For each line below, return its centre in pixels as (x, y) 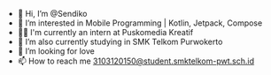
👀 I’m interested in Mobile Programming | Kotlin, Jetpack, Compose (140, 23)
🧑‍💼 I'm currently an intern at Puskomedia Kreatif (105, 32)
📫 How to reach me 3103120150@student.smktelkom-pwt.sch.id (136, 61)
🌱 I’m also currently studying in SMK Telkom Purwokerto (120, 41)
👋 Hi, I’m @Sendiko (52, 14)
